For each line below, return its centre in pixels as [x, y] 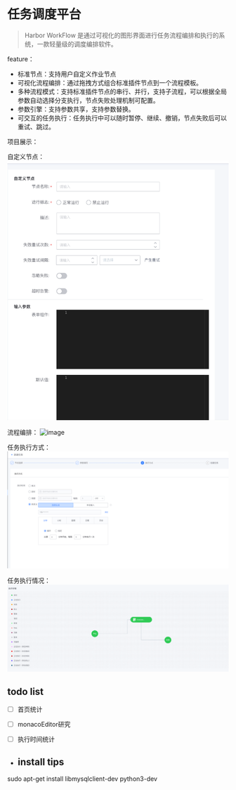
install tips [41, 762]
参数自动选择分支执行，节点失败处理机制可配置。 [88, 100]
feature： [21, 59]
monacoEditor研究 [44, 725]
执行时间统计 [36, 739]
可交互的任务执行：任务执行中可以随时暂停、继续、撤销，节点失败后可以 [122, 117]
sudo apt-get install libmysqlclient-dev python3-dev [83, 779]
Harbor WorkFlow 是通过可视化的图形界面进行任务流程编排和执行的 [122, 35]
